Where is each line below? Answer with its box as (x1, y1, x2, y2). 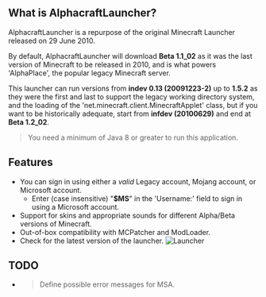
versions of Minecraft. (19, 218, 93, 229)
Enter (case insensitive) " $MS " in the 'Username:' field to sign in (31, 194, 243, 203)
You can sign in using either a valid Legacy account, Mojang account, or (19, 176, 256, 186)
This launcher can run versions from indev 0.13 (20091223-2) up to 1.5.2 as (8, 83, 258, 93)
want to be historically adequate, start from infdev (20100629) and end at (8, 109, 252, 118)
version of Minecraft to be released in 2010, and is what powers (8, 60, 217, 69)
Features (8, 156, 53, 169)
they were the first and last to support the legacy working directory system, (8, 91, 255, 102)
